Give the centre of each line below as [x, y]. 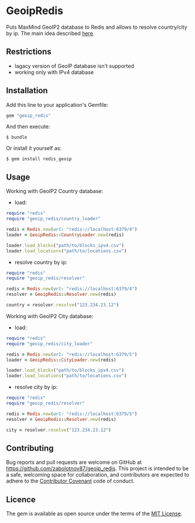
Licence [21, 499]
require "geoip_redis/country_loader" [53, 219]
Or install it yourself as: [34, 149]
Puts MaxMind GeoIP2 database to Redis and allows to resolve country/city [97, 27]
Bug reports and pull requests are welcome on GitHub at [74, 463]
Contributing [30, 448]
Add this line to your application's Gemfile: [57, 104]
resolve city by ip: [36, 387]
